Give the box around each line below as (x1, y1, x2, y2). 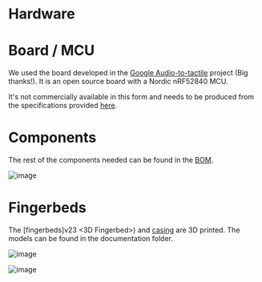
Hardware (8, 5, 75, 23)
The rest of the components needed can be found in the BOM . (8, 155, 214, 165)
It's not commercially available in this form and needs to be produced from (8, 92, 255, 102)
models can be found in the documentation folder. (8, 234, 174, 243)
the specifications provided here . (8, 101, 118, 111)
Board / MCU (8, 42, 95, 60)
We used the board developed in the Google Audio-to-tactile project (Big (8, 68, 248, 78)
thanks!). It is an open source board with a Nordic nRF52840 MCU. (8, 77, 228, 87)
